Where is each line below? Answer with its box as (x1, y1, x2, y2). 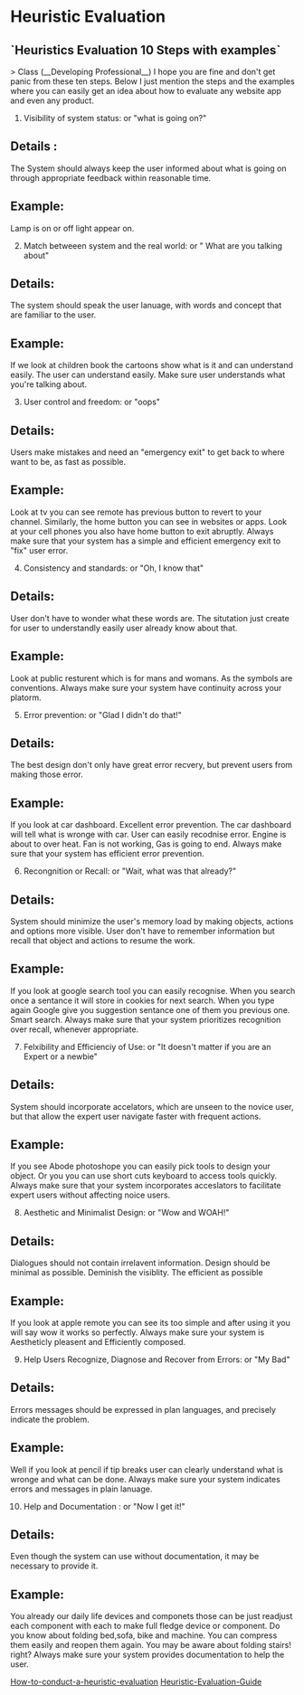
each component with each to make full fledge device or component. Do (10, 1621, 280, 1632)
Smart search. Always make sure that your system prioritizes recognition (10, 1014, 281, 1025)
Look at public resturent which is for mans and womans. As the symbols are (10, 672, 293, 684)
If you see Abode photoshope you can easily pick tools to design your (10, 1160, 271, 1172)
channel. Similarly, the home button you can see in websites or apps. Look (10, 516, 288, 526)
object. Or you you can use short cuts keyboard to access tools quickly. (10, 1170, 278, 1181)
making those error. (10, 769, 84, 780)
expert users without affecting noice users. (10, 1189, 171, 1200)
